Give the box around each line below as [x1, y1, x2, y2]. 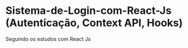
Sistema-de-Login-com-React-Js [5, 4, 172, 17]
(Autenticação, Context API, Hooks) [5, 16, 183, 29]
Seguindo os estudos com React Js [5, 35, 91, 42]
